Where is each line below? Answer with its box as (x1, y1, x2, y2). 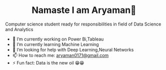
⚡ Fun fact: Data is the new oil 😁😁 (12, 59, 84, 65)
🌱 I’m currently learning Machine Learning (12, 41, 99, 47)
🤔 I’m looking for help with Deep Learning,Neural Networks (12, 46, 134, 52)
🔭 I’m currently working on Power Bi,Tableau (12, 36, 104, 42)
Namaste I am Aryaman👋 (31, 4, 136, 16)
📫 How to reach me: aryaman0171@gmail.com (12, 52, 109, 58)
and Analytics (5, 26, 33, 32)
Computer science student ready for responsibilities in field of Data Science (5, 21, 161, 27)
